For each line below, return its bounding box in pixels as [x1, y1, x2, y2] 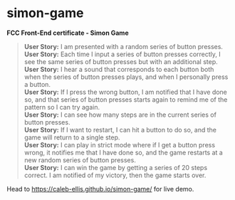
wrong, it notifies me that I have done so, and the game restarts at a [23, 148, 224, 157]
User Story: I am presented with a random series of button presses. [23, 42, 224, 51]
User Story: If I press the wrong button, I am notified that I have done [23, 88, 227, 96]
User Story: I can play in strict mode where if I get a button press [23, 140, 215, 149]
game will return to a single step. [23, 133, 120, 142]
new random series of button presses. [23, 155, 136, 164]
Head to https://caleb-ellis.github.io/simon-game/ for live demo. [6, 184, 194, 193]
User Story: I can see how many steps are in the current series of [23, 110, 216, 119]
